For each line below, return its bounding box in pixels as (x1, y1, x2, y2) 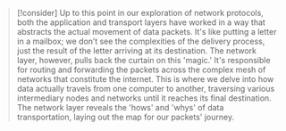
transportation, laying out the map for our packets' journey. (16, 111, 234, 122)
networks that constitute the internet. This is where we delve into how (16, 74, 274, 84)
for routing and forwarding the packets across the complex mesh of (16, 64, 266, 75)
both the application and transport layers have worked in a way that (16, 17, 265, 28)
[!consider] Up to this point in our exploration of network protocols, (16, 8, 265, 18)
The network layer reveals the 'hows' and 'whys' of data (16, 102, 224, 112)
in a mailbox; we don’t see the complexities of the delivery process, (16, 36, 265, 46)
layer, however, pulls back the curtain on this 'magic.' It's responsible (16, 55, 271, 65)
